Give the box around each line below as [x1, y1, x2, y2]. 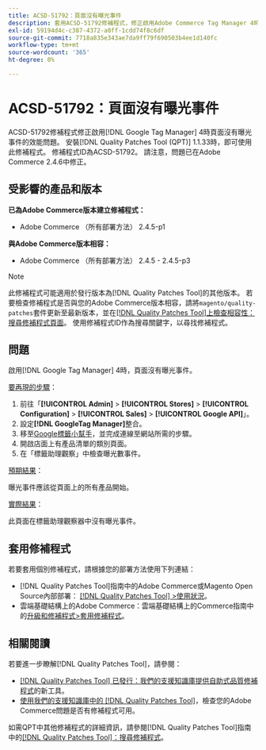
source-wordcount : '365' [8, 48, 90, 56]
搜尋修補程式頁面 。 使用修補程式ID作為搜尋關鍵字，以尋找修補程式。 [8, 317, 232, 327]
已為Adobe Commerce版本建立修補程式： [8, 205, 146, 214]
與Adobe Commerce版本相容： [8, 239, 111, 248]
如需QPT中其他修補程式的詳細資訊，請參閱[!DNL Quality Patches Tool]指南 [8, 723, 252, 733]
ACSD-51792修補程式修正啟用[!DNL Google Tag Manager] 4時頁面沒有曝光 [8, 127, 253, 137]
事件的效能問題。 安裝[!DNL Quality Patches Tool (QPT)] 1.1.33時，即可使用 [8, 137, 253, 147]
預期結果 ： [8, 466, 44, 475]
